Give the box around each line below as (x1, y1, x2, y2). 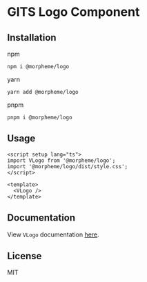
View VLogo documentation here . (7, 230, 99, 239)
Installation (7, 32, 57, 43)
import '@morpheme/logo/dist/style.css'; (7, 163, 128, 170)
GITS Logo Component (7, 4, 140, 20)
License (7, 250, 42, 262)
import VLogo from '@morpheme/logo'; (7, 157, 116, 164)
